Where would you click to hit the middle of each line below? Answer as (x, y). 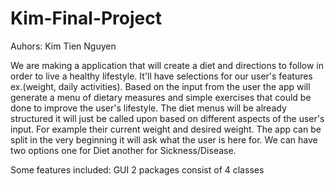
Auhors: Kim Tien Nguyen (63, 46)
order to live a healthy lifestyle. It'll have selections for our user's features (161, 76)
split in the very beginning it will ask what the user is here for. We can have (164, 139)
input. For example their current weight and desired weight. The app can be (166, 129)
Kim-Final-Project (86, 18)
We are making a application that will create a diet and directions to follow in (167, 65)
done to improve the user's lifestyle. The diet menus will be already (148, 108)
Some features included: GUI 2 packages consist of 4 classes (137, 169)
